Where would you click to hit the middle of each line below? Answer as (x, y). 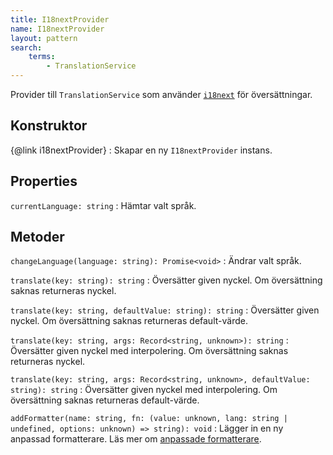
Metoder (37, 237)
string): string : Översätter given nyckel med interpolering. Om (144, 390)
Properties (44, 181)
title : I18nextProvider (60, 19)
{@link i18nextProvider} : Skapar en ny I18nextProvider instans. (141, 150)
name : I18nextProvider (57, 29)
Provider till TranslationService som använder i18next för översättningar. (161, 94)
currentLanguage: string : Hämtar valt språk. (103, 205)
